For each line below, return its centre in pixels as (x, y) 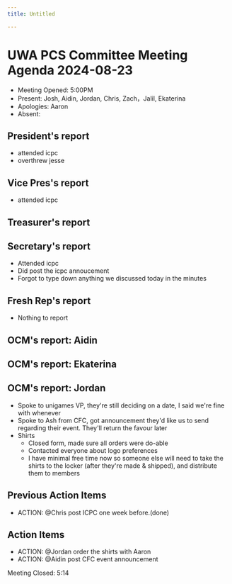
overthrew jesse (41, 161)
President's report (48, 136)
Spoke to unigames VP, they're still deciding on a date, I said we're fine (121, 405)
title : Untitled (31, 14)
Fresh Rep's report (49, 301)
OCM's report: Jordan (57, 388)
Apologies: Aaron (43, 106)
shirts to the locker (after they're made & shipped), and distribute (123, 466)
